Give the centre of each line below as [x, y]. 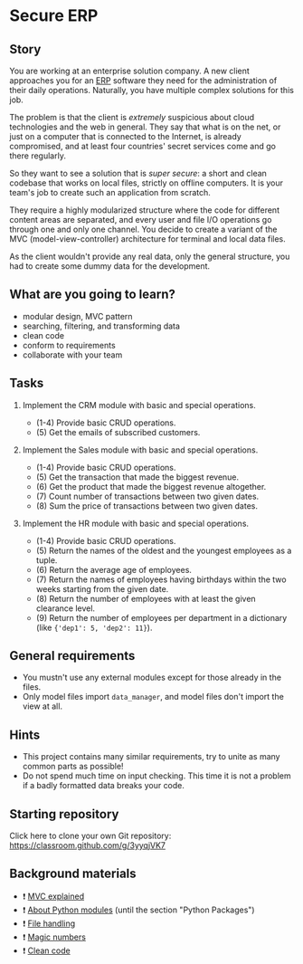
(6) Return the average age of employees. [114, 569]
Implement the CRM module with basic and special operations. [139, 405]
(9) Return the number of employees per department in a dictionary [161, 617]
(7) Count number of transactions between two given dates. [147, 496]
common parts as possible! [73, 767]
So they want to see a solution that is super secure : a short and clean [138, 173]
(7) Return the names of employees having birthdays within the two [161, 579]
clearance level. [66, 608]
